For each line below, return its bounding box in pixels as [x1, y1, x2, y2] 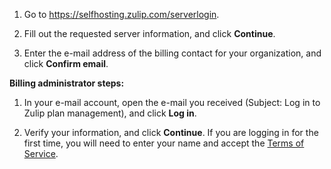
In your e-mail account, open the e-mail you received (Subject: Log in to [23, 97, 321, 108]
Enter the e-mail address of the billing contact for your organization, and [23, 47, 322, 59]
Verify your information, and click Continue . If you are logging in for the [23, 127, 319, 138]
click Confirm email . [23, 58, 109, 69]
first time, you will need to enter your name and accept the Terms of [23, 137, 305, 149]
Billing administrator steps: [9, 77, 125, 89]
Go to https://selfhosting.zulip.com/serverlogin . [23, 9, 220, 20]
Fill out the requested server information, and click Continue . [23, 28, 276, 39]
